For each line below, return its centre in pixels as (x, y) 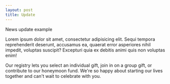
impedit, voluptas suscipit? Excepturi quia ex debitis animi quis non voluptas (85, 50)
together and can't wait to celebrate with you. (53, 76)
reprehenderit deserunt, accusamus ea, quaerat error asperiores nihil (78, 44)
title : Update (20, 15)
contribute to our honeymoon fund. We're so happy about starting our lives (84, 71)
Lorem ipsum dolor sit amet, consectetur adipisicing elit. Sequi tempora (80, 39)
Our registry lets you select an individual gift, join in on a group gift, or (79, 65)
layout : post (19, 10)
